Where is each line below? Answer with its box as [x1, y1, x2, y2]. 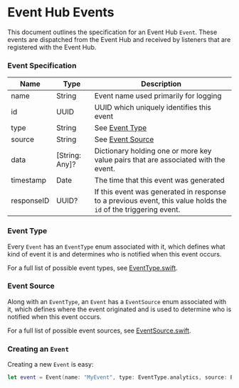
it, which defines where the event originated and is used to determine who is [7, 305, 232, 313]
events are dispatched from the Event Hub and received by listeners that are [7, 35, 231, 43]
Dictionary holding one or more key [94, 146, 212, 156]
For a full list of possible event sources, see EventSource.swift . [7, 326, 191, 335]
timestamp [11, 176, 47, 185]
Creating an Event [7, 344, 70, 354]
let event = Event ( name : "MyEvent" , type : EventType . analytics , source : [7, 374, 228, 381]
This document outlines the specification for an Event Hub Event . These [7, 28, 218, 36]
